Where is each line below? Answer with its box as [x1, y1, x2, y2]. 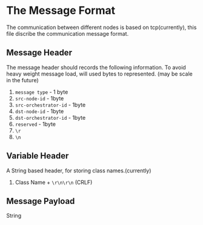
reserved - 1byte [15, 120, 56, 128]
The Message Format [6, 4, 116, 18]
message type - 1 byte [15, 88, 68, 96]
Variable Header [6, 151, 69, 161]
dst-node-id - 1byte [15, 107, 64, 115]
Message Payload [6, 196, 75, 206]
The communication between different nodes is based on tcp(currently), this [6, 24, 197, 31]
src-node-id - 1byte [15, 94, 64, 102]
